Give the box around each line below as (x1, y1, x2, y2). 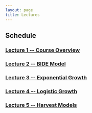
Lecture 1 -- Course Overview (5, 47, 80, 54)
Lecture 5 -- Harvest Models (5, 101, 77, 108)
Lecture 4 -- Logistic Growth (5, 87, 78, 95)
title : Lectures (5, 12, 40, 17)
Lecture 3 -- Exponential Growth (5, 74, 87, 81)
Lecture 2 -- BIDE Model (5, 60, 66, 67)
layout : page (5, 7, 33, 13)
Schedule (5, 31, 37, 40)
